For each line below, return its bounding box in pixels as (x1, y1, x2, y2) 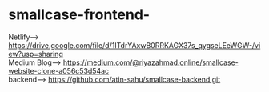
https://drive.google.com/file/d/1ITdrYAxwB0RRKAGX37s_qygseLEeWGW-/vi (8, 40, 261, 50)
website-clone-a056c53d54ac (8, 66, 110, 75)
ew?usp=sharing (8, 49, 64, 58)
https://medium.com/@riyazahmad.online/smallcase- (62, 58, 239, 67)
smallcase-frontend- (8, 6, 151, 24)
